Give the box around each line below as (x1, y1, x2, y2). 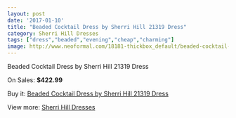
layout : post (7, 10, 46, 18)
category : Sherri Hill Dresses (7, 29, 99, 37)
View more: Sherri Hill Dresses (7, 103, 96, 111)
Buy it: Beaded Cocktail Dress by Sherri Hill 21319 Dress (7, 89, 169, 98)
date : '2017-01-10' (7, 17, 65, 24)
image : (7, 43, 27, 50)
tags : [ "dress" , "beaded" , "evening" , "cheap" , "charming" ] (7, 37, 174, 44)
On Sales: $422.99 (7, 76, 63, 84)
